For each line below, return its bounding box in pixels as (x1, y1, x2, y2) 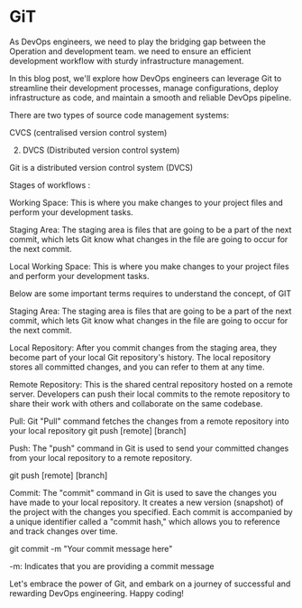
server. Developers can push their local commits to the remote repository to (9, 388, 290, 399)
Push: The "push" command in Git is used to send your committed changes (9, 443, 289, 454)
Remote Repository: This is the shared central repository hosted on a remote (9, 379, 293, 389)
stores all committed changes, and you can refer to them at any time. (9, 361, 265, 372)
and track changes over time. (9, 526, 118, 537)
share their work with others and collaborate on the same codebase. (9, 398, 263, 408)
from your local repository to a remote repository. (9, 452, 193, 463)
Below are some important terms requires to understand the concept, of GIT (9, 287, 292, 299)
